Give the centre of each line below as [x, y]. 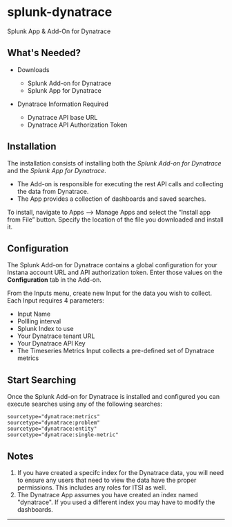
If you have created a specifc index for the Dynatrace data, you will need [120, 473]
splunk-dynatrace [60, 12]
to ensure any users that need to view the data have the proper [107, 480]
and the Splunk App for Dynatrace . [57, 170]
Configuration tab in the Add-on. [55, 280]
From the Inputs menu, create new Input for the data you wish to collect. [110, 293]
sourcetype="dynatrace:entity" [52, 429]
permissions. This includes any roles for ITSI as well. [92, 488]
